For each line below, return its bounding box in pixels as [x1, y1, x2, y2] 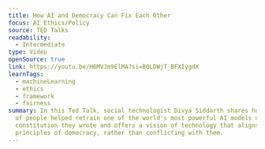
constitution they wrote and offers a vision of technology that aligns [15, 121, 259, 129]
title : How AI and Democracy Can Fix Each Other [8, 11, 171, 20]
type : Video [8, 48, 47, 56]
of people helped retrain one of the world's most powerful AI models [15, 114, 252, 122]
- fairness [15, 99, 51, 107]
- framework [15, 92, 55, 100]
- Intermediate [15, 41, 65, 49]
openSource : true [8, 56, 65, 64]
